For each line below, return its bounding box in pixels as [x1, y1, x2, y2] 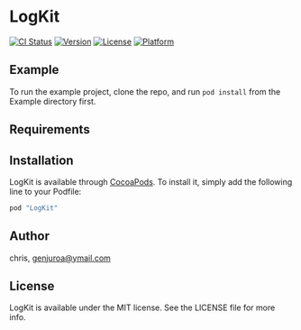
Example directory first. [9, 96, 96, 106]
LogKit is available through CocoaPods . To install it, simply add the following [9, 176, 293, 187]
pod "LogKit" [9, 203, 59, 213]
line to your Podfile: [9, 186, 82, 197]
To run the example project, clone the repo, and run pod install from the [9, 86, 281, 96]
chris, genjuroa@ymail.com [9, 252, 111, 263]
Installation [9, 152, 74, 168]
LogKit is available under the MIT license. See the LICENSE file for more [9, 302, 276, 313]
